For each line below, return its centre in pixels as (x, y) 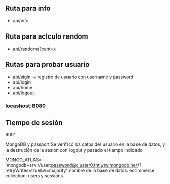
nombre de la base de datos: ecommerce (111, 171)
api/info (21, 20)
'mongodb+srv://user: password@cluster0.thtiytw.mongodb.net (72, 165)
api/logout (23, 93)
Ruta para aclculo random (47, 37)
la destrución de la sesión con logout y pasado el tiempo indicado (74, 150)
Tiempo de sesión (34, 122)
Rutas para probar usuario (47, 65)
